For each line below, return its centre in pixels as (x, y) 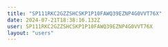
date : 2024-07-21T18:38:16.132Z (54, 20)
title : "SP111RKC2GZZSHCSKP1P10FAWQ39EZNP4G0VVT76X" (85, 13)
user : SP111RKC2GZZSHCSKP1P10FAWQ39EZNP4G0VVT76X (80, 26)
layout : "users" (30, 33)
